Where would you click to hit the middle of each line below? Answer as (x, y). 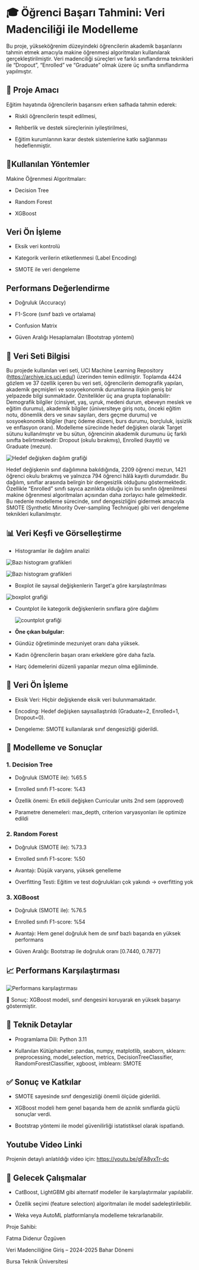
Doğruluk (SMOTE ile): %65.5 (51, 778)
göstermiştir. (21, 1006)
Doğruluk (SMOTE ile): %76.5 (50, 910)
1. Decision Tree (29, 764)
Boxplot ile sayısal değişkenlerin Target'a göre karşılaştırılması (91, 585)
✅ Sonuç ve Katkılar (44, 1082)
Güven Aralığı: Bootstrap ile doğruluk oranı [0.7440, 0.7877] (88, 951)
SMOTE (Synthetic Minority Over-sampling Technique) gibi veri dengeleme (97, 508)
